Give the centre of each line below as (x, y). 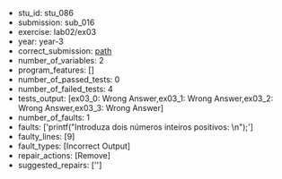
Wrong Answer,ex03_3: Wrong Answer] (91, 108)
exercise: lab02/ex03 (57, 32)
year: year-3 (41, 41)
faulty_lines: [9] (46, 136)
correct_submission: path (65, 51)
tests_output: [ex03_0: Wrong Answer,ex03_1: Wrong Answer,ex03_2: (145, 98)
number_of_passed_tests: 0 (69, 79)
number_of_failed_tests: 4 (66, 89)
